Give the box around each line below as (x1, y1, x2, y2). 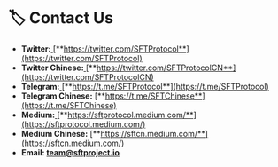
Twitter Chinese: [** (20, 62, 97, 73)
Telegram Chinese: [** (20, 91, 105, 101)
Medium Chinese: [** (20, 128, 101, 139)
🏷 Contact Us (8, 8, 114, 28)
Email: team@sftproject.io (20, 147, 120, 157)
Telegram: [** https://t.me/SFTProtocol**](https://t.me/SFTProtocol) (20, 81, 269, 91)
